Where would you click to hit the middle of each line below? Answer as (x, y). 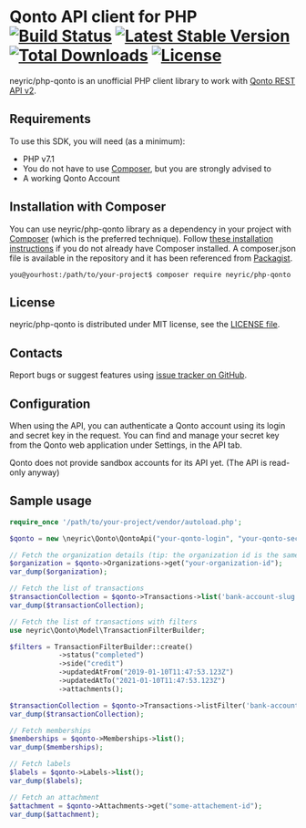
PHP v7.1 (38, 159)
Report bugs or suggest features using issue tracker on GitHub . (128, 375)
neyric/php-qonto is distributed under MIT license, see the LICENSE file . (145, 325)
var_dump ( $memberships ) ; (56, 748)
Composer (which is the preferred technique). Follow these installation (141, 238)
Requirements (50, 119)
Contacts (36, 353)
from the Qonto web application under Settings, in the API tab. (126, 445)
